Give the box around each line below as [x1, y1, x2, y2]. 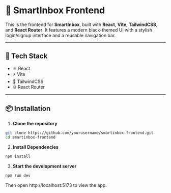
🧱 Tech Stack [5, 52, 48, 61]
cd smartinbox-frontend [5, 135, 56, 140]
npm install [5, 154, 31, 159]
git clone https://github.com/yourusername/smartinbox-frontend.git [5, 130, 154, 135]
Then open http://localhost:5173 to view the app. [5, 182, 107, 188]
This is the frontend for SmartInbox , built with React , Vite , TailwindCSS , [5, 21, 158, 27]
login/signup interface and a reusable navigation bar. [5, 32, 116, 38]
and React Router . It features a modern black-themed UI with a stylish [5, 26, 153, 33]
